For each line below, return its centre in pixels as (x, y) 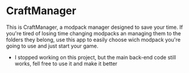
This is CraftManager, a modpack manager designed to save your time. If (94, 27)
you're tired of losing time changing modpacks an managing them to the (94, 33)
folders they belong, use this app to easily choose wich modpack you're (93, 39)
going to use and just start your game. (52, 46)
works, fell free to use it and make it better (66, 64)
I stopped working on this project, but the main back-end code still (95, 57)
